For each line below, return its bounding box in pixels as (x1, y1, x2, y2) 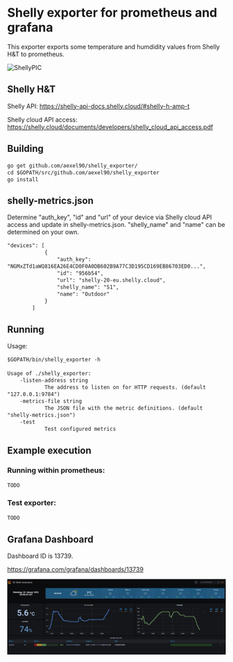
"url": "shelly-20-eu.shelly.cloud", (56, 277, 166, 284)
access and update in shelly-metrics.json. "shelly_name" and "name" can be (7, 221, 225, 229)
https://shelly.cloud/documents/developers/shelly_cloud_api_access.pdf (7, 123, 214, 131)
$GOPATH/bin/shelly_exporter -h (7, 356, 101, 364)
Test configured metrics (44, 425, 116, 433)
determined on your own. (7, 228, 80, 237)
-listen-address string (19, 377, 89, 384)
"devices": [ (7, 242, 45, 249)
